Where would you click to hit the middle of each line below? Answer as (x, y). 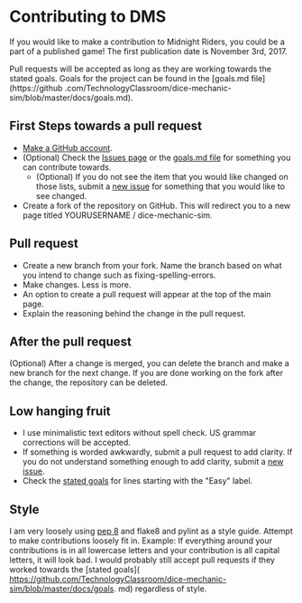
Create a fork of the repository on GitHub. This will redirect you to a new (156, 205)
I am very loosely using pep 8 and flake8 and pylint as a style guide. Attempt (151, 531)
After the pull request (71, 341)
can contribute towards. (67, 167)
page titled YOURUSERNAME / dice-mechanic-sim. (118, 215)
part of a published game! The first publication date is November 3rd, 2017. (149, 51)
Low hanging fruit (60, 411)
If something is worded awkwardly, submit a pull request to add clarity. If (157, 452)
